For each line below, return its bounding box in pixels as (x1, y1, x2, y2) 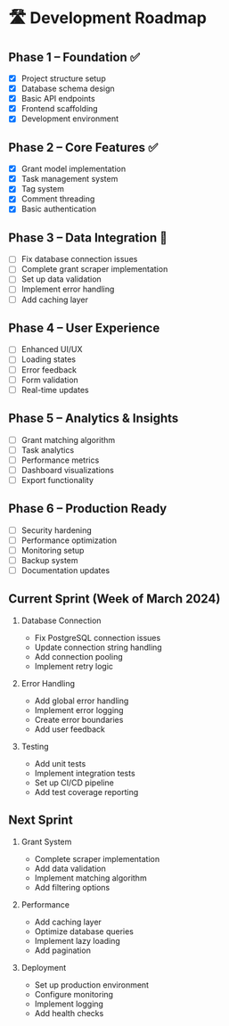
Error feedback (20, 364, 78, 375)
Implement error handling (20, 283, 115, 295)
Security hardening (20, 524, 93, 536)
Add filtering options (34, 882, 110, 892)
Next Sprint (8, 813, 73, 828)
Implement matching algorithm (34, 872, 148, 883)
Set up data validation (20, 274, 102, 284)
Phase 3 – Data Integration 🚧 (8, 230, 168, 245)
